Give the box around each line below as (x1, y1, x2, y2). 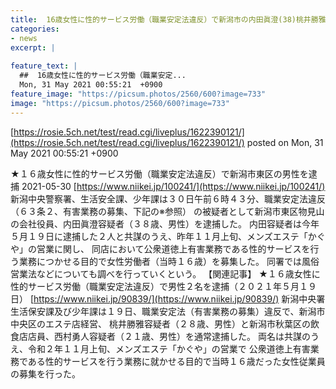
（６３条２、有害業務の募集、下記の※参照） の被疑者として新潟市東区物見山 (10, 205, 325, 217)
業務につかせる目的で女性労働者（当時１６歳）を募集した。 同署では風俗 (18, 255, 320, 267)
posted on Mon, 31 (246, 136, 324, 148)
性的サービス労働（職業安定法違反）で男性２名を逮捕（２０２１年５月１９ (10, 280, 317, 292)
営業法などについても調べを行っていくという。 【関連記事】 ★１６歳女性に (10, 267, 321, 280)
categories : (10, 24, 60, 34)
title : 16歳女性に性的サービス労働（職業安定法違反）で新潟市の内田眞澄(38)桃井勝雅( (10, 14, 331, 25)
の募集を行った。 (10, 367, 81, 380)
